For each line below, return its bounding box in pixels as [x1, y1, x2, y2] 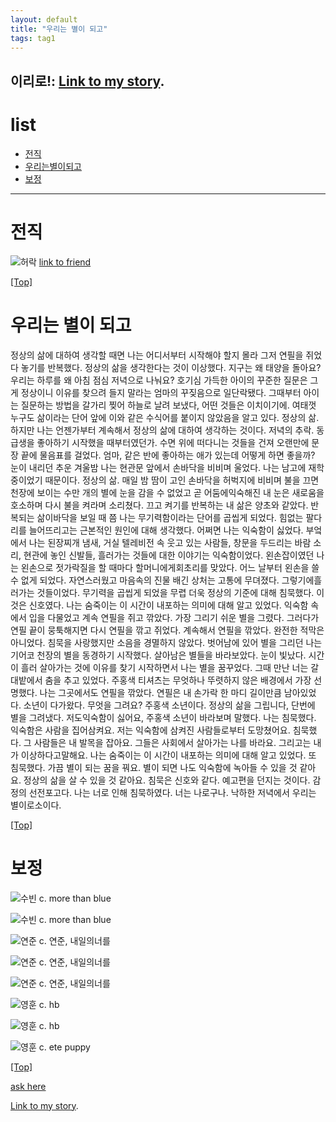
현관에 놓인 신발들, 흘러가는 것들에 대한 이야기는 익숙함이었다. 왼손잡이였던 [23, 549, 315, 561]
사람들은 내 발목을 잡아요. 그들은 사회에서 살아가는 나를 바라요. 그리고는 [33, 736, 312, 748]
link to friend [38, 256, 92, 268]
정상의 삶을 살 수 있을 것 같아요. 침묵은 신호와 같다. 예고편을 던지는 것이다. [23, 774, 311, 786]
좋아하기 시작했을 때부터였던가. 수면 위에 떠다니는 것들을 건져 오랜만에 [36, 436, 310, 448]
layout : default [10, 14, 78, 25]
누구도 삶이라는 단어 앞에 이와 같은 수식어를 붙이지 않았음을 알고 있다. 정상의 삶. [10, 411, 320, 423]
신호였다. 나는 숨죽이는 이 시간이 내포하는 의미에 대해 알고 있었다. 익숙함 [28, 599, 309, 611]
